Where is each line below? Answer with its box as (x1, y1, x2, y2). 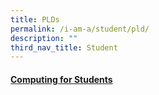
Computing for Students (10, 73, 113, 85)
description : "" (10, 33, 78, 43)
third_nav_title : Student (10, 42, 118, 53)
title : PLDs (10, 14, 60, 25)
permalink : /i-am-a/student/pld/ (10, 24, 150, 34)
